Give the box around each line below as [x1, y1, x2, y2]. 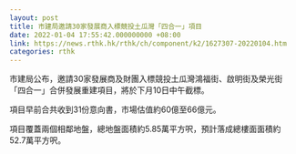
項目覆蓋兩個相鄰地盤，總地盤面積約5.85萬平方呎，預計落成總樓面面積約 [9, 124, 281, 135]
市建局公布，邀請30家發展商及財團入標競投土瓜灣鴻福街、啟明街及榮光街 [9, 74, 283, 85]
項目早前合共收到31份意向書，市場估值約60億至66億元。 [9, 104, 221, 115]
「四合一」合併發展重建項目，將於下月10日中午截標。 [9, 85, 209, 96]
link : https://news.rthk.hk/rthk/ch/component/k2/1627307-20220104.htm [9, 38, 287, 48]
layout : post [9, 13, 59, 23]
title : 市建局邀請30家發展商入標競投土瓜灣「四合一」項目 [9, 22, 202, 31]
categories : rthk [9, 47, 76, 56]
